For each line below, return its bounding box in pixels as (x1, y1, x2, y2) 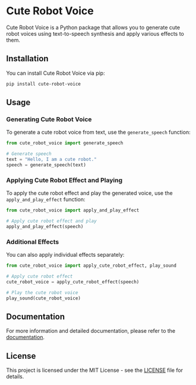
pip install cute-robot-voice (6, 81, 81, 87)
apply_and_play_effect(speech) (6, 223, 84, 229)
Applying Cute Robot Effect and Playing (6, 176, 123, 184)
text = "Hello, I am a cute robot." (6, 156, 97, 163)
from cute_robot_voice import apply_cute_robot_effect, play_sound (6, 263, 177, 269)
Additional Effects (6, 238, 59, 246)
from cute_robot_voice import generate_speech (6, 140, 124, 146)
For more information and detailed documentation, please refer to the (6, 327, 176, 334)
